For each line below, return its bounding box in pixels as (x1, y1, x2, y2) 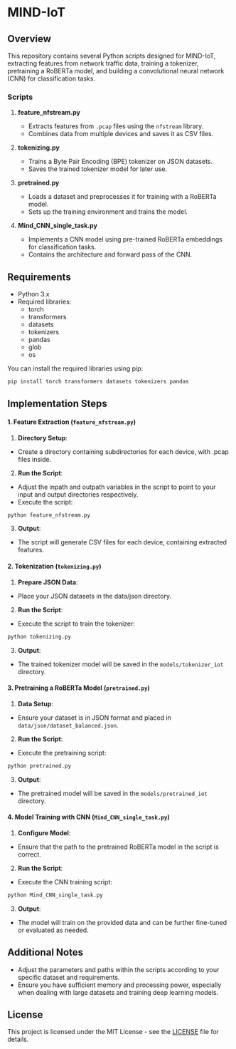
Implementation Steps (7, 398, 108, 410)
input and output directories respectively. (17, 490, 139, 499)
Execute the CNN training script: (17, 877, 112, 886)
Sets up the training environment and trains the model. (28, 207, 188, 216)
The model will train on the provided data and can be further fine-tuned (17, 918, 227, 926)
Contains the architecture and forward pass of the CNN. (28, 250, 193, 259)
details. (7, 1035, 29, 1044)
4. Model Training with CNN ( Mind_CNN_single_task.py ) (7, 813, 170, 822)
